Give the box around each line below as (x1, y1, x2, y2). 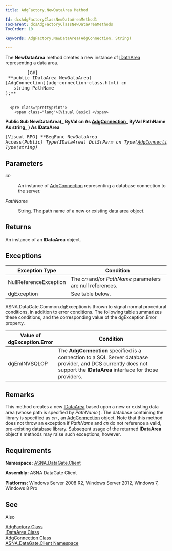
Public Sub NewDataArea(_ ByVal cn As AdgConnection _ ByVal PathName (5, 119, 166, 125)
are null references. (71, 281, 118, 289)
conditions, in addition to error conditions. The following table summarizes (5, 309, 162, 315)
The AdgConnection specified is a (58, 347, 142, 354)
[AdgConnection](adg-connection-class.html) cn (5, 80, 127, 86)
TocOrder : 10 (5, 26, 33, 31)
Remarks (5, 390, 35, 399)
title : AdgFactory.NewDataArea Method (5, 7, 88, 13)
